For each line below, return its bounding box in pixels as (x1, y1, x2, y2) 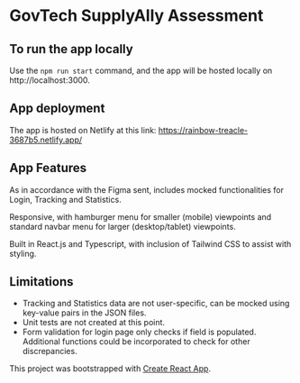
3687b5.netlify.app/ (9, 134, 83, 145)
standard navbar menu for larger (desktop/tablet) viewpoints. (9, 221, 236, 232)
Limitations (9, 274, 74, 289)
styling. (9, 248, 37, 259)
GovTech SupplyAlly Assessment (9, 5, 264, 26)
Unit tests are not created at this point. (22, 317, 165, 328)
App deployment (9, 101, 105, 116)
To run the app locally (9, 41, 133, 57)
